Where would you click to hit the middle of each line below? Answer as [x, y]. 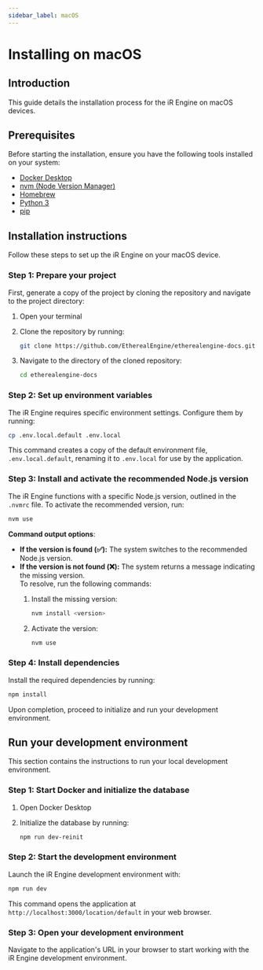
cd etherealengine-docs [58, 375]
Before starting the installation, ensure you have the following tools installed [131, 154]
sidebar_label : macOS [44, 15]
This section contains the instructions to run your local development [118, 762]
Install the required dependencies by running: [82, 680]
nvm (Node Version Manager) [68, 186]
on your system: [34, 163]
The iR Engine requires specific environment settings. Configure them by [126, 412]
